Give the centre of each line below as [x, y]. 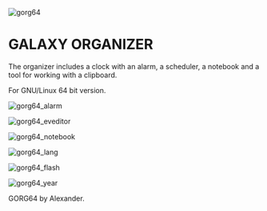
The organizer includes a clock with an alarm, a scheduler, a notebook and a [134, 66]
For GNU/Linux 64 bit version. [57, 90]
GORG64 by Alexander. [47, 198]
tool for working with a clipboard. [63, 75]
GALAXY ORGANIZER [81, 45]
